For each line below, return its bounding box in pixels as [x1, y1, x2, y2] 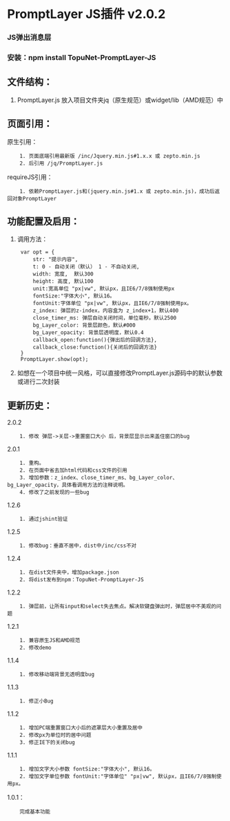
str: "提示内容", [32, 256, 79, 263]
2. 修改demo [19, 645, 52, 652]
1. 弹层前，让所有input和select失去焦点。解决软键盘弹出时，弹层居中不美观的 [19, 603, 217, 610]
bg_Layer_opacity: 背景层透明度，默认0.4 [32, 329, 144, 336]
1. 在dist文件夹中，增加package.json [19, 569, 119, 576]
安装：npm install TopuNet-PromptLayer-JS [7, 53, 156, 63]
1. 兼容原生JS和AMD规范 [19, 637, 81, 644]
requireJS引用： [7, 173, 53, 181]
